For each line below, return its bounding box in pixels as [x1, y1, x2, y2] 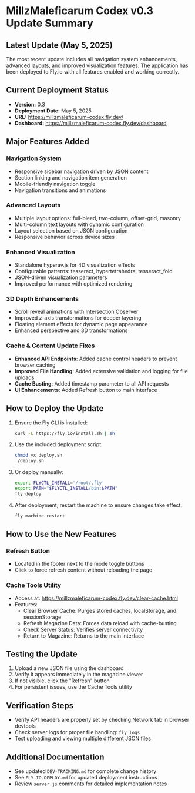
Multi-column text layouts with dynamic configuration [14, 221, 144, 228]
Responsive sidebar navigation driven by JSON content [14, 168, 149, 175]
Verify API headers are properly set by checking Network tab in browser [14, 716, 190, 724]
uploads [14, 374, 35, 381]
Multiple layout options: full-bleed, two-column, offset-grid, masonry [14, 214, 181, 221]
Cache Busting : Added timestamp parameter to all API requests [14, 380, 169, 387]
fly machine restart [14, 513, 65, 519]
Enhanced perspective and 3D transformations [14, 327, 128, 334]
